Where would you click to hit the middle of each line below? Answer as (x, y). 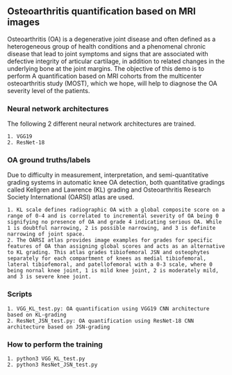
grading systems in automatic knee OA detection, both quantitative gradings (116, 183)
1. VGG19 (20, 137)
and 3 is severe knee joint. (49, 277)
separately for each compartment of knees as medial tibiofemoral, (107, 259)
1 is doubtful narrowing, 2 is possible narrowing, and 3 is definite (111, 228)
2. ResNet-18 (26, 143)
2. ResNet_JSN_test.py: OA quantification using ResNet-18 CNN (101, 321)
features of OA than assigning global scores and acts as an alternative (116, 247)
